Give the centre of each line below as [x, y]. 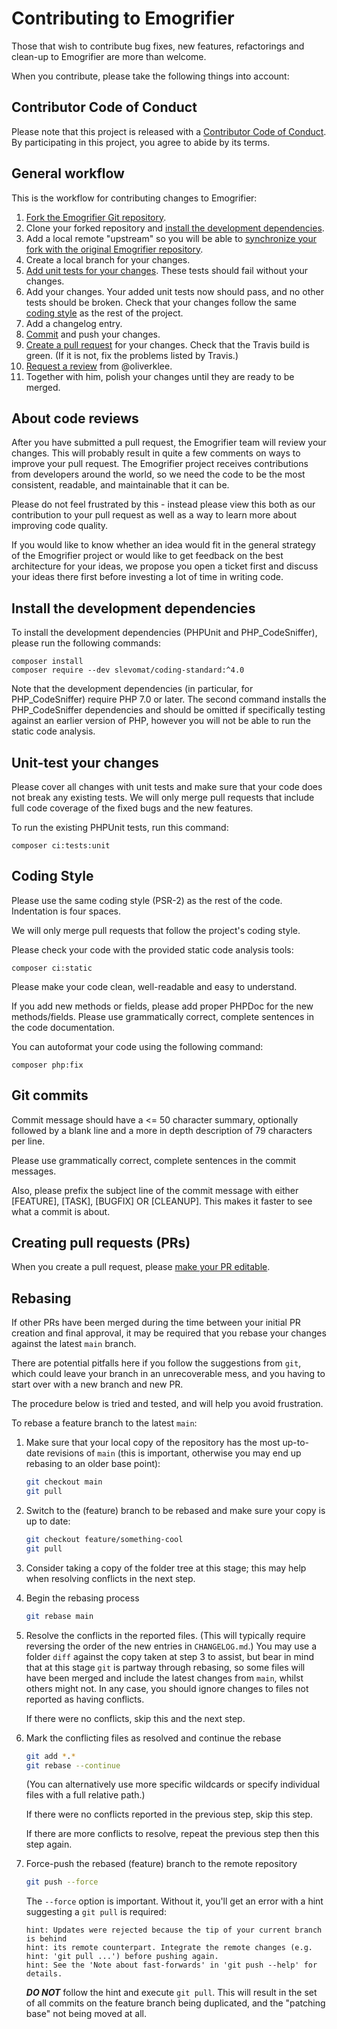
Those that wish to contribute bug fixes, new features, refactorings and [158, 46]
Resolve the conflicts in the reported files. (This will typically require [165, 1635]
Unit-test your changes [85, 762]
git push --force [62, 1882]
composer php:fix [47, 1065]
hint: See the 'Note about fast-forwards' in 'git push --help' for [171, 1965]
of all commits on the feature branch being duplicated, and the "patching [175, 2003]
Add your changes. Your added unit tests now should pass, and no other [175, 291]
